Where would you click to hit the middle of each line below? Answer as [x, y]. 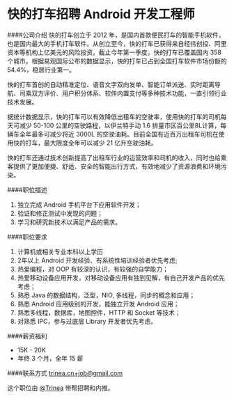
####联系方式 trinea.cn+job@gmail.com [65, 373]
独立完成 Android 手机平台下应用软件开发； [79, 204]
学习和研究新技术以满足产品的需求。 [69, 222]
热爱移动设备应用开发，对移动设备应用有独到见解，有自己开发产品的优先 [121, 277]
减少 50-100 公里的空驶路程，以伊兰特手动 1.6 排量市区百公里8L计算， [120, 125]
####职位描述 [27, 189]
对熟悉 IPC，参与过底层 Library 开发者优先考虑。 [87, 321]
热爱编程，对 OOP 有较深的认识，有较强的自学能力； [93, 269]
